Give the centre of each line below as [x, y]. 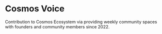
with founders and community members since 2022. [57, 26]
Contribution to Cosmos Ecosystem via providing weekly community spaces [81, 22]
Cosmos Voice [35, 9]
